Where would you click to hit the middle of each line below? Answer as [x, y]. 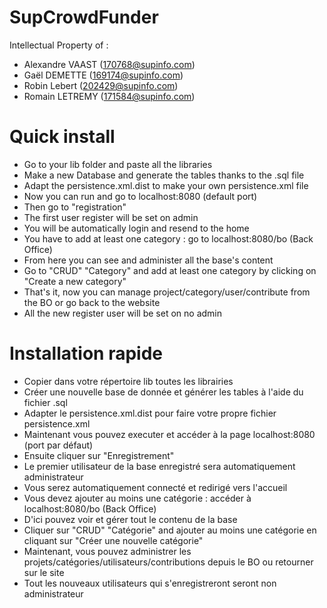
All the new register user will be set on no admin [122, 313]
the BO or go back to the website [92, 302]
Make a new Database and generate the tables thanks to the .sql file [164, 175]
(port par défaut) [58, 445]
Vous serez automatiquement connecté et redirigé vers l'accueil [155, 487]
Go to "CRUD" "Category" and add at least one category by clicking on [170, 270]
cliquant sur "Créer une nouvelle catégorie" [113, 540]
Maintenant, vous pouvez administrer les [107, 551]
